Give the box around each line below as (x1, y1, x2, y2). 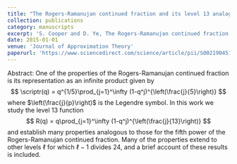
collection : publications (7, 17, 83, 24)
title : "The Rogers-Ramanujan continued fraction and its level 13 (7, 10, 210, 18)
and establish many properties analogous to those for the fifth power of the (7, 127, 226, 136)
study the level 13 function (7, 106, 84, 114)
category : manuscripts (7, 23, 74, 30)
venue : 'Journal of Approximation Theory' (7, 43, 134, 50)
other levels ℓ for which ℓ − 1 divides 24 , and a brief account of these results (7, 142, 228, 151)
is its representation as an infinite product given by (7, 76, 154, 84)
